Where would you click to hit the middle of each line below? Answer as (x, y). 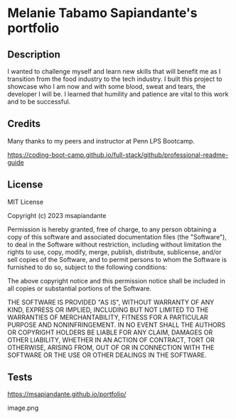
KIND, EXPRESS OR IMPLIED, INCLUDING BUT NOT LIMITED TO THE (108, 310)
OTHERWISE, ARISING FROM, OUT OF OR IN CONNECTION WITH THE (111, 347)
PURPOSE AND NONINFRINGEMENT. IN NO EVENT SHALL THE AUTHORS (117, 325)
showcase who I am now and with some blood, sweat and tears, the (107, 86)
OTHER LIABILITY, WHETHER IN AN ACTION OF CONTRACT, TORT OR (111, 339)
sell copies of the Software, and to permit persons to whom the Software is (117, 259)
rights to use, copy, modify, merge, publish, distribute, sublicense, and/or (114, 252)
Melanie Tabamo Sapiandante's (102, 13)
